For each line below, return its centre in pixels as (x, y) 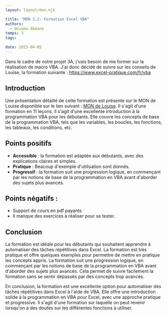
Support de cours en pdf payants (47, 210)
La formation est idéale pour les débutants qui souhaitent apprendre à (78, 244)
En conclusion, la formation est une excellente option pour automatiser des (83, 287)
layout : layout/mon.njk (30, 10)
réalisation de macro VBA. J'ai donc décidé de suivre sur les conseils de (80, 67)
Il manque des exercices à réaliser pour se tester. (64, 216)
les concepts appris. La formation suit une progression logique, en (74, 260)
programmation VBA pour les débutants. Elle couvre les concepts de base (82, 117)
